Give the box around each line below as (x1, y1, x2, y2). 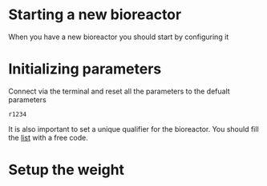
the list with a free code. (8, 133, 88, 142)
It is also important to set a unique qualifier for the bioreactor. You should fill (8, 124, 259, 133)
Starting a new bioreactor (8, 6, 182, 24)
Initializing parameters (8, 60, 162, 78)
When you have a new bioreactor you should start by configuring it (8, 32, 229, 42)
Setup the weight (8, 161, 125, 179)
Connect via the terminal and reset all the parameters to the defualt (8, 86, 230, 96)
